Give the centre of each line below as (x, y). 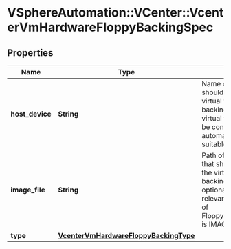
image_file (28, 190)
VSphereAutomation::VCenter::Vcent (115, 13)
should (213, 92)
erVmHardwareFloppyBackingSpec (110, 27)
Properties (30, 53)
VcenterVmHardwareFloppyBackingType (126, 236)
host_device (31, 114)
